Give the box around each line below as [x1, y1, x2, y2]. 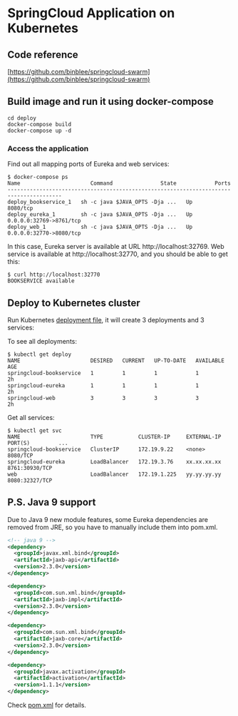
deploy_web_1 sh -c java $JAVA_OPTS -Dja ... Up [7, 223, 193, 231]
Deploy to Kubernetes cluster [7, 297, 140, 309]
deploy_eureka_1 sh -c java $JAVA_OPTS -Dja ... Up [7, 211, 193, 218]
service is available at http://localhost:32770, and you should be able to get [7, 250, 228, 258]
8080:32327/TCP [7, 476, 53, 484]
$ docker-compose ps [7, 173, 69, 181]
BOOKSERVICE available [7, 277, 75, 285]
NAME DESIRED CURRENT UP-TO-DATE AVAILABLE [7, 357, 224, 364]
